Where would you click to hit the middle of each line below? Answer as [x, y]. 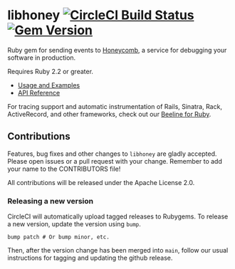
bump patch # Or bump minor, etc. [59, 237]
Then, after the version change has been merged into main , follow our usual [118, 250]
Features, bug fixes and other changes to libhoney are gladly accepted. [112, 154]
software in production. [42, 58]
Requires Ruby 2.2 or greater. [51, 71]
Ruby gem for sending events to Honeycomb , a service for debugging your [117, 50]
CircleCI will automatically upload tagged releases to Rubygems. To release [118, 216]
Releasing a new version [51, 201]
